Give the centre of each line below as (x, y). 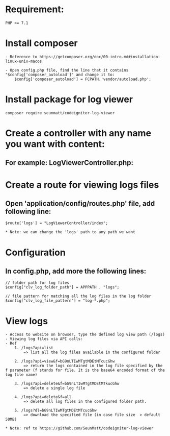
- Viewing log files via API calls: (44, 339)
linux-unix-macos (24, 61)
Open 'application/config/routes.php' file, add (80, 203)
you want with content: (55, 144)
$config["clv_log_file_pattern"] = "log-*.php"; (58, 301)
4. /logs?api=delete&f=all (43, 397)
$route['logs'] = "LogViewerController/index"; (57, 223)
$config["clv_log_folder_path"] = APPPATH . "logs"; (62, 287)
